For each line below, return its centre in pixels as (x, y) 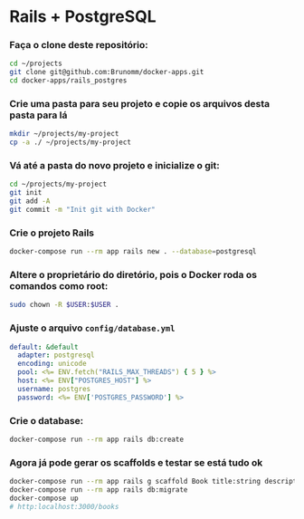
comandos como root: (59, 286)
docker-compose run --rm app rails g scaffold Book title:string (135, 482)
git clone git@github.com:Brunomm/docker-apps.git (107, 72)
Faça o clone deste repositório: (79, 45)
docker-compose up (44, 498)
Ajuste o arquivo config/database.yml (92, 328)
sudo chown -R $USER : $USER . (64, 305)
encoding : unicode (52, 364)
